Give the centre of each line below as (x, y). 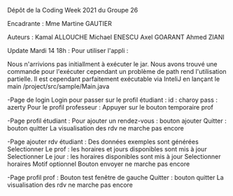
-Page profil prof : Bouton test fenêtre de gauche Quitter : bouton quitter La (115, 178)
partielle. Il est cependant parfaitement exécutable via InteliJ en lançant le (114, 79)
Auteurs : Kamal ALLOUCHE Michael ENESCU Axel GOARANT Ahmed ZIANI (116, 37)
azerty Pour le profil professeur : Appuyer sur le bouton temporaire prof (110, 107)
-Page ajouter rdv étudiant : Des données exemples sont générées (103, 142)
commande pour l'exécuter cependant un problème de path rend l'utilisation (117, 71)
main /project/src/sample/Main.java (58, 86)
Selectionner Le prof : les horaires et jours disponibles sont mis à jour (107, 149)
